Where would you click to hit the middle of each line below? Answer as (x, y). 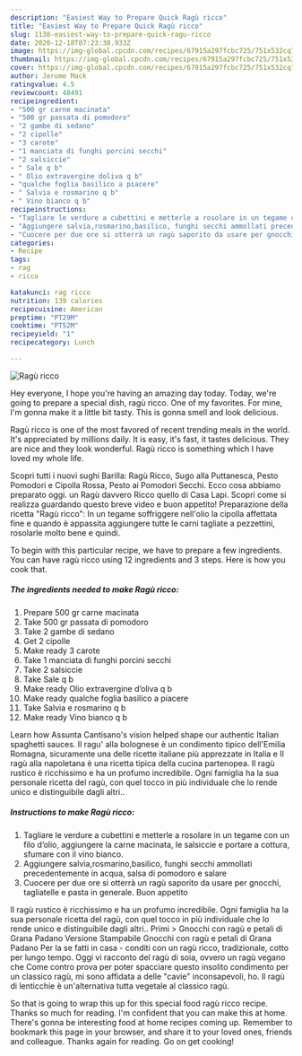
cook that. (29, 569)
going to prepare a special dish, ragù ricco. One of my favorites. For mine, (147, 402)
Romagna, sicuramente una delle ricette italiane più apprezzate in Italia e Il (147, 754)
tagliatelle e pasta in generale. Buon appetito (105, 892)
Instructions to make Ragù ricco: (73, 812)
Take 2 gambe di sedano (69, 631)
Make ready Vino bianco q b (75, 717)
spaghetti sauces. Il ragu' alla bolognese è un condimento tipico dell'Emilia (148, 744)
